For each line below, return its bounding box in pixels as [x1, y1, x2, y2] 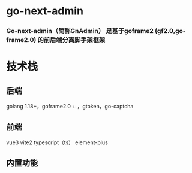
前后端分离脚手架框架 [43, 36, 106, 44]
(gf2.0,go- [155, 27, 186, 35]
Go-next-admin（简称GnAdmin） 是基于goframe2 [6, 27, 154, 35]
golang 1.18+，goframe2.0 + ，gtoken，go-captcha [6, 103, 134, 110]
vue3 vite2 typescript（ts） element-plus [6, 139, 108, 146]
